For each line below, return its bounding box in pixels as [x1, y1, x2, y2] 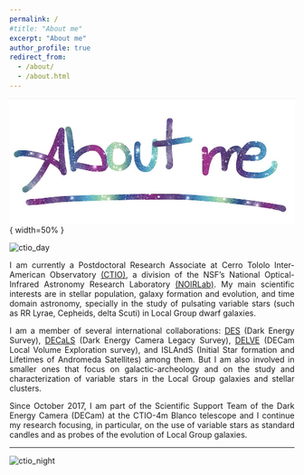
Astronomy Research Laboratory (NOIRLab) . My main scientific [43, 279, 295, 290]
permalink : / [9, 14, 59, 24]
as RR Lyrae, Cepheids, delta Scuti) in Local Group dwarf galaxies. [9, 308, 256, 318]
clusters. [9, 383, 43, 394]
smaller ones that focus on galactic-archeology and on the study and [9, 364, 295, 375]
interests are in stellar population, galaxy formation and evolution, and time [9, 289, 295, 299]
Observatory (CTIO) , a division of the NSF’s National [49, 270, 261, 280]
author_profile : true [9, 43, 91, 52]
